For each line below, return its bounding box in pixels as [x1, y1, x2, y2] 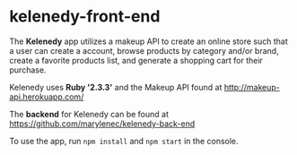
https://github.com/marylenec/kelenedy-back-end [9, 118, 196, 129]
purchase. [9, 65, 47, 75]
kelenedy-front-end [9, 6, 161, 27]
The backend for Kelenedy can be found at [9, 108, 169, 119]
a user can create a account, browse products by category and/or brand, [9, 45, 280, 56]
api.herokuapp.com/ [9, 91, 84, 102]
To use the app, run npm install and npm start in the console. [9, 135, 240, 146]
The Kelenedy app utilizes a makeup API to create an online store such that [9, 36, 289, 47]
